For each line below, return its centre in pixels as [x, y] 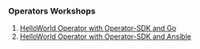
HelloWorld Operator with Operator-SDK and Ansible [106, 36]
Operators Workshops [52, 11]
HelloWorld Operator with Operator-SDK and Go [98, 28]
